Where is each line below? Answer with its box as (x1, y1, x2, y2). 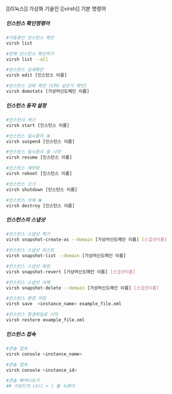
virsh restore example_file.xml (6, 317, 85, 323)
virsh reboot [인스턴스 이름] (6, 171, 73, 177)
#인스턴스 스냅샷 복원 (6, 263, 50, 269)
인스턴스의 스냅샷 (6, 216, 46, 223)
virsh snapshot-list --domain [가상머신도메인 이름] (6, 253, 126, 259)
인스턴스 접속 (6, 331, 36, 338)
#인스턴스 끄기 (6, 181, 36, 187)
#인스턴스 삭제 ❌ (6, 197, 42, 203)
